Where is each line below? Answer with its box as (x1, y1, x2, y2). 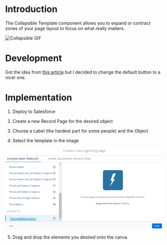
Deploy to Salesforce (12, 108, 56, 114)
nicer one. (5, 74, 26, 80)
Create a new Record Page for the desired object (12, 118, 113, 124)
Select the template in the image (12, 137, 79, 143)
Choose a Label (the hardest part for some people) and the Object (12, 127, 149, 133)
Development (5, 52, 62, 64)
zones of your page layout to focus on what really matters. (5, 25, 125, 31)
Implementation (5, 92, 72, 103)
